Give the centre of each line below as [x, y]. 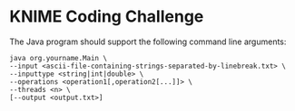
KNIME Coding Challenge [107, 17]
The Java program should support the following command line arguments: [148, 42]
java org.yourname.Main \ [58, 58]
